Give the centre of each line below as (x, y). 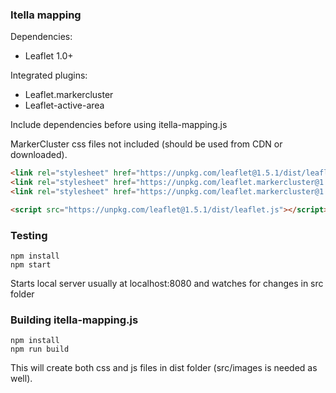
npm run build (40, 349)
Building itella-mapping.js (74, 320)
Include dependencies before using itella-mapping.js (119, 125)
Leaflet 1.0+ (49, 56)
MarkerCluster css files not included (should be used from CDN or (146, 144)
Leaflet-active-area (64, 105)
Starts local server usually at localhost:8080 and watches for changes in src (167, 284)
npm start (31, 265)
